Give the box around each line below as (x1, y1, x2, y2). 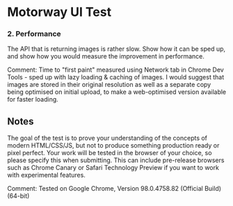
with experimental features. (7, 171, 86, 180)
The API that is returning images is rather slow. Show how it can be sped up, (7, 45, 226, 53)
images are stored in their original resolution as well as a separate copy (7, 81, 211, 89)
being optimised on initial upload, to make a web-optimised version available (7, 88, 227, 96)
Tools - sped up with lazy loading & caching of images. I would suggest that (7, 73, 225, 81)
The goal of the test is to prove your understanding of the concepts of (7, 134, 207, 143)
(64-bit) (7, 192, 30, 200)
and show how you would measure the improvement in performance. (7, 52, 205, 61)
